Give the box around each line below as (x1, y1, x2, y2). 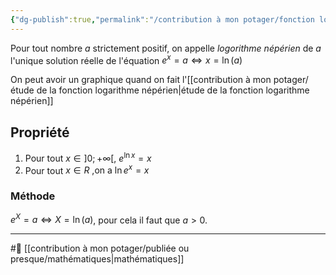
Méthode (10, 189, 56, 203)
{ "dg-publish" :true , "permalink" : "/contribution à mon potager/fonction (10, 14, 315, 25)
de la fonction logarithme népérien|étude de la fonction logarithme (36, 84, 310, 96)
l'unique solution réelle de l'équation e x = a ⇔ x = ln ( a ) (10, 52, 243, 66)
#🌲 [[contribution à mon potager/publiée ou (10, 242, 190, 255)
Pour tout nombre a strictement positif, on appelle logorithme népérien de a (10, 42, 322, 54)
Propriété (10, 124, 70, 141)
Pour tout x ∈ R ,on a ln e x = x (24, 162, 150, 176)
